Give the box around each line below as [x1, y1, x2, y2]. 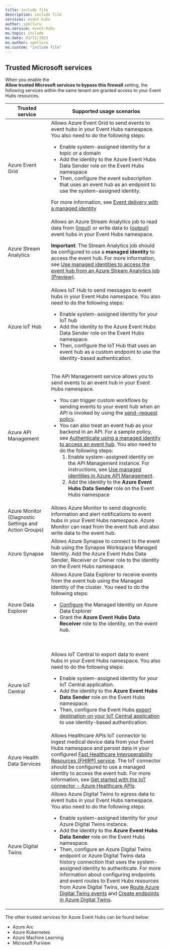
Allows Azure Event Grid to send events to [51, 119, 150, 126]
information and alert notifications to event [51, 511, 152, 518]
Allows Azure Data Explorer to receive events [51, 571, 157, 578]
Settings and [8, 520, 38, 527]
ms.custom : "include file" [5, 45, 62, 50]
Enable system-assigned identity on [68, 453, 154, 460]
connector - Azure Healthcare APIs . [51, 782, 136, 789]
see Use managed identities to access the [51, 261, 150, 268]
